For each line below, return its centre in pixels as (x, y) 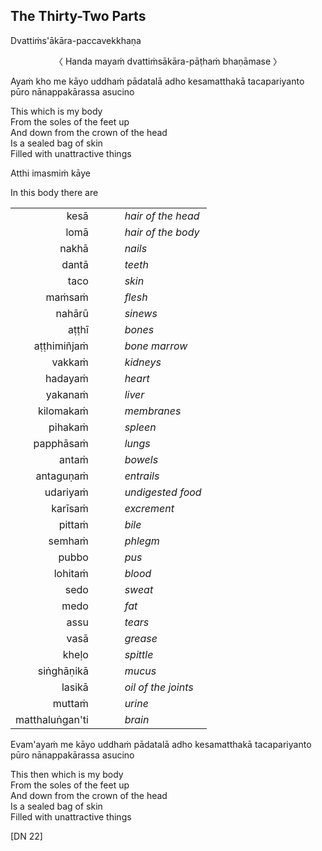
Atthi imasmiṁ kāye (51, 173)
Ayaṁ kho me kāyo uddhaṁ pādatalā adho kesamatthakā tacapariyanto (157, 81)
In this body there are (54, 192)
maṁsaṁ (67, 297)
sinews (141, 313)
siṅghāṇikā (63, 671)
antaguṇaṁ (62, 476)
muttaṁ (70, 703)
